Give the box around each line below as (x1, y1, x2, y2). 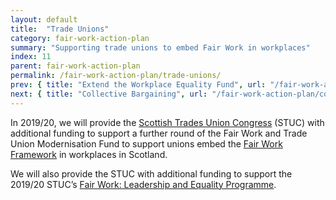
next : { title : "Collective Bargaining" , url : (10, 89, 208, 99)
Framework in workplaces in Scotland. (10, 148, 168, 160)
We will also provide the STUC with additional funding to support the (10, 167, 293, 180)
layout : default (10, 14, 78, 25)
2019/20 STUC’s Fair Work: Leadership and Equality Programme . (10, 178, 277, 190)
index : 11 (10, 52, 52, 62)
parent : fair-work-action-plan (10, 61, 141, 71)
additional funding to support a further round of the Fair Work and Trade (10, 127, 308, 139)
